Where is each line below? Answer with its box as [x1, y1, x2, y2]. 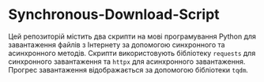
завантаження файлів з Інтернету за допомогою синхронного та [8, 39, 225, 49]
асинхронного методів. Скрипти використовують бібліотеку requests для [8, 48, 256, 58]
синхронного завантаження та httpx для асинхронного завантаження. [8, 57, 246, 66]
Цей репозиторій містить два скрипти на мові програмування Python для [8, 32, 257, 41]
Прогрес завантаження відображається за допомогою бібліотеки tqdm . [8, 65, 249, 74]
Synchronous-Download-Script [8, 6, 220, 24]
